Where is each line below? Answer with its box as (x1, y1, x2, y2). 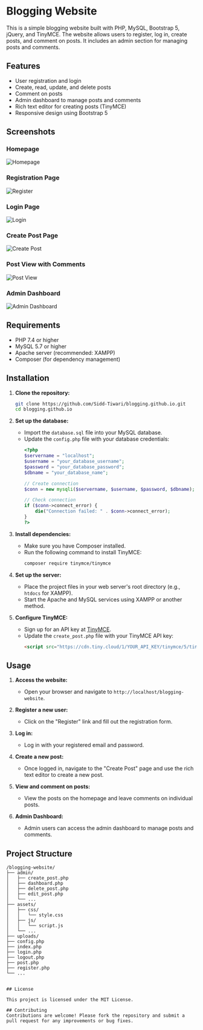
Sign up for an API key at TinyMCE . (24, 626, 112, 633)
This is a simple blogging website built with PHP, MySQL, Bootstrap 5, (6, 24, 180, 31)
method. (24, 602, 45, 609)
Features (6, 61, 40, 71)
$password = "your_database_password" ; (24, 464, 125, 470)
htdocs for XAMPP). (24, 589, 73, 597)
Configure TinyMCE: (14, 614, 68, 621)
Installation (6, 373, 50, 383)
